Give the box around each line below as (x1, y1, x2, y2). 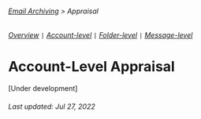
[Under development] (8, 84, 78, 93)
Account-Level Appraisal (8, 58, 175, 76)
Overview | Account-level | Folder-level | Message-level (8, 31, 193, 40)
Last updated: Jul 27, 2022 (8, 102, 96, 111)
